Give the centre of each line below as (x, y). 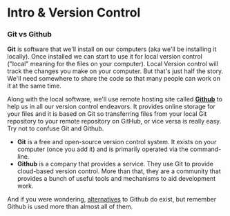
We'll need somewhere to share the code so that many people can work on (114, 79)
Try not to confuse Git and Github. (56, 128)
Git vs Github (29, 35)
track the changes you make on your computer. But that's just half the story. (115, 71)
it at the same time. (35, 86)
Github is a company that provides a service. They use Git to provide (115, 164)
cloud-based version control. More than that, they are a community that (119, 171)
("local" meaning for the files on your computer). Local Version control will (113, 64)
